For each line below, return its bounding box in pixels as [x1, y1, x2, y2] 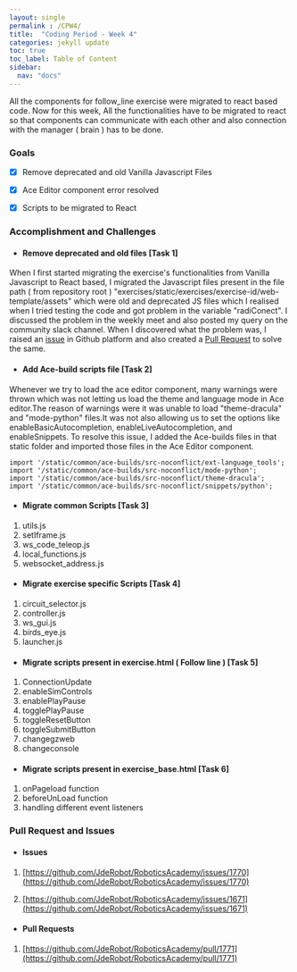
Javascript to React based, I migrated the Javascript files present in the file [9, 277, 285, 288]
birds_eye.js [21, 626, 67, 637]
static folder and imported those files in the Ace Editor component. [9, 440, 254, 451]
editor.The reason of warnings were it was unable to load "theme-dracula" [9, 403, 283, 414]
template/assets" [9, 296, 72, 306]
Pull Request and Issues [9, 825, 115, 837]
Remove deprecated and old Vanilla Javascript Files [21, 167, 212, 178]
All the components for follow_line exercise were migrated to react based [9, 96, 278, 106]
